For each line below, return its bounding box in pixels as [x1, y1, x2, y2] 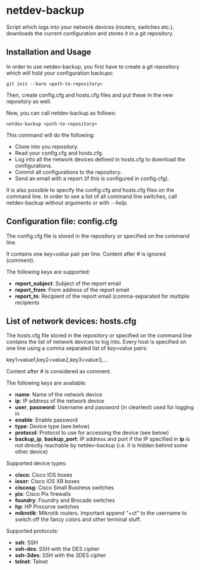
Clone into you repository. [14, 143, 79, 150]
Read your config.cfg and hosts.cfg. [14, 149, 103, 156]
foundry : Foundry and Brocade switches [14, 497, 115, 504]
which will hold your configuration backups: [6, 69, 114, 77]
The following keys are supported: [6, 268, 91, 275]
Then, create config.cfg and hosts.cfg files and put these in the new [6, 91, 173, 99]
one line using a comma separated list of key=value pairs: [6, 345, 148, 352]
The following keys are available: [6, 379, 87, 386]
